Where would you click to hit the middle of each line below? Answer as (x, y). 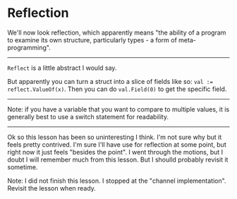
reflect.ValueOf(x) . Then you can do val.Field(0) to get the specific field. (117, 89)
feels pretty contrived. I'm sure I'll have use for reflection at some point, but (117, 144)
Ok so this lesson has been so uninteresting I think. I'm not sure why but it (115, 137)
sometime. (23, 167)
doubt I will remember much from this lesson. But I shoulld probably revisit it (118, 159)
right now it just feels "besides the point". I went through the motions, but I (115, 152)
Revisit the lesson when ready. (52, 188)
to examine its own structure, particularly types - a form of (92, 40)
